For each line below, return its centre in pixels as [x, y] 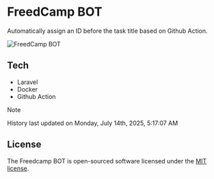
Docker [27, 89]
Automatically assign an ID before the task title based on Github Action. [107, 31]
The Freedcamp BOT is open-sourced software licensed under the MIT [107, 161]
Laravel [27, 82]
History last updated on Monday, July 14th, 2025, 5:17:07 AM [93, 123]
